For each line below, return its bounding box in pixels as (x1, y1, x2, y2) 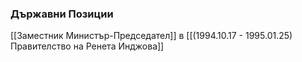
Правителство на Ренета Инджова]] (10, 40, 165, 52)
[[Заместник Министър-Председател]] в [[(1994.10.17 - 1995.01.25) (10, 30, 293, 42)
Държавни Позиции (10, 7, 114, 21)
